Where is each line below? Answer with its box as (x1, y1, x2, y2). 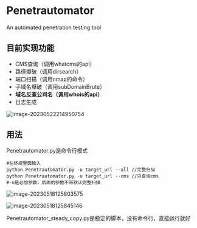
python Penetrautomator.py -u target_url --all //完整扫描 (6, 167, 156, 173)
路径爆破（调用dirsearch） (15, 67, 82, 75)
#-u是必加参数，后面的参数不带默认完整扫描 (6, 179, 101, 185)
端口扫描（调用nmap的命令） (15, 75, 88, 83)
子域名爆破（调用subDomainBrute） (15, 83, 105, 90)
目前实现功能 (6, 43, 55, 54)
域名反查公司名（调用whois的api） (15, 91, 103, 98)
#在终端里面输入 (6, 160, 41, 166)
